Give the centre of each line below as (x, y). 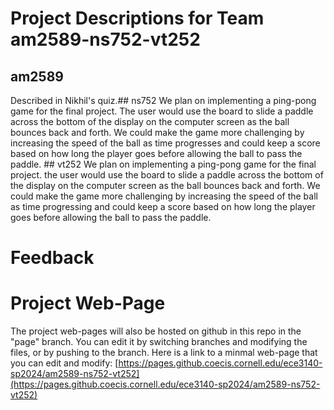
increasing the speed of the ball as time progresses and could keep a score (165, 143)
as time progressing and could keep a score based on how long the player (163, 206)
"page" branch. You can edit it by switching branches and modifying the (159, 342)
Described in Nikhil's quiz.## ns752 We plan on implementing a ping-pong (163, 100)
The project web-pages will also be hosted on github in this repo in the (156, 331)
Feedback (52, 258)
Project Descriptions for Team (137, 18)
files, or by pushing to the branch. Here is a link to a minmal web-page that (164, 353)
